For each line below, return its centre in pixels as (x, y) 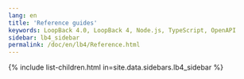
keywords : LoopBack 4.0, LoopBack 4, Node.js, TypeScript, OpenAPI (122, 30)
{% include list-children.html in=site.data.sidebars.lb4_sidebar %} (116, 67)
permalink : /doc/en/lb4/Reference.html (74, 45)
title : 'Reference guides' (53, 23)
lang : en (23, 15)
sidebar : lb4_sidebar (44, 38)
